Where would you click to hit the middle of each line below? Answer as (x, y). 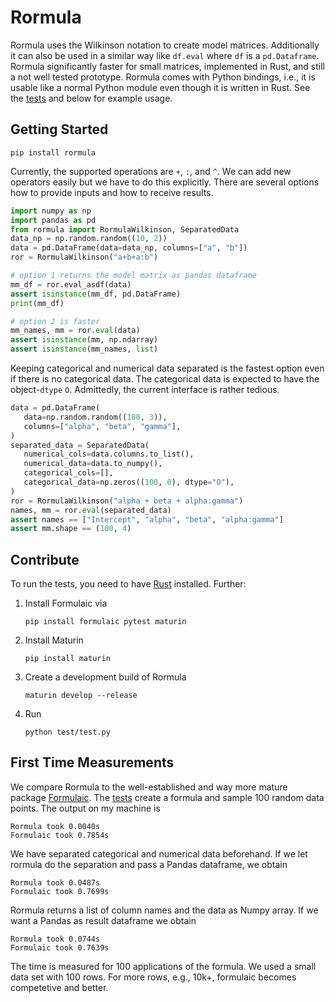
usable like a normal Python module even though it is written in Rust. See (160, 87)
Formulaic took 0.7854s (60, 835)
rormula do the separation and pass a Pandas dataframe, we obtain (149, 864)
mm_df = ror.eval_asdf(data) (71, 284)
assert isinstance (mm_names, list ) (84, 349)
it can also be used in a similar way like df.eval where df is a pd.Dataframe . (165, 55)
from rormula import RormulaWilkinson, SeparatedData (125, 229)
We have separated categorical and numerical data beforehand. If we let (159, 853)
